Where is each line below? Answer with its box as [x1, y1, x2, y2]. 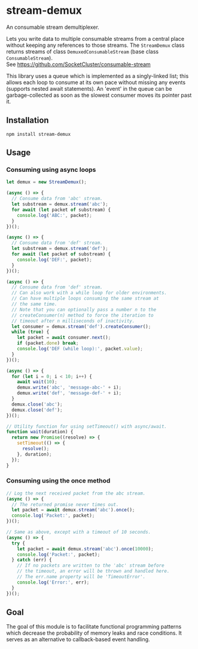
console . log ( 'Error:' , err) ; [17, 579, 90, 585]
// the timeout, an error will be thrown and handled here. [17, 568, 170, 574]
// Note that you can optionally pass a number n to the [11, 306, 157, 312]
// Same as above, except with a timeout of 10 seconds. [6, 529, 151, 535]
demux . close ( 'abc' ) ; [11, 401, 63, 407]
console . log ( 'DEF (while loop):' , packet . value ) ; [17, 346, 144, 352]
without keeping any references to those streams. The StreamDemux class [6, 41, 185, 49]
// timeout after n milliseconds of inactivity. [11, 318, 135, 324]
